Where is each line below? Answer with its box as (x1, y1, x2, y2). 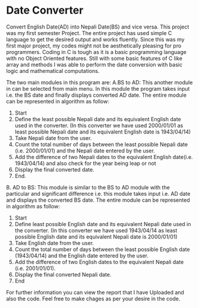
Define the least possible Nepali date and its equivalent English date (14, 115, 181, 122)
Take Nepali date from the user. (14, 134, 92, 141)
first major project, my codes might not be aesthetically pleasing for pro (6, 42, 182, 49)
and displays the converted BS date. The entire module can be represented (6, 196, 190, 204)
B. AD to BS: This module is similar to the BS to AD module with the (6, 183, 170, 190)
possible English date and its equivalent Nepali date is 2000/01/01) (14, 233, 178, 240)
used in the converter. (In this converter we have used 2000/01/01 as (14, 122, 184, 129)
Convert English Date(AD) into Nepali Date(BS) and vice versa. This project (6, 23, 189, 30)
